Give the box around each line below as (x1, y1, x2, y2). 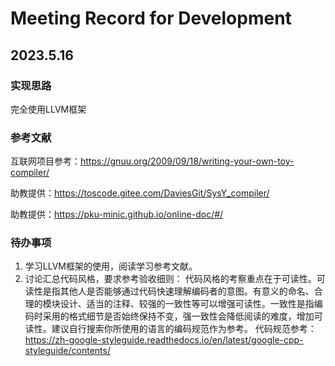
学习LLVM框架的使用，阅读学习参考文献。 (24, 260, 198, 272)
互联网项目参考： (10, 155, 81, 167)
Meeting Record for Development (10, 7, 292, 30)
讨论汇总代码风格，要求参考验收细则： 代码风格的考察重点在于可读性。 (24, 273, 317, 285)
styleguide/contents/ (24, 345, 111, 357)
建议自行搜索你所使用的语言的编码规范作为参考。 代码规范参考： (51, 323, 317, 335)
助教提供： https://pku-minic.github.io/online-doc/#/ (10, 208, 224, 221)
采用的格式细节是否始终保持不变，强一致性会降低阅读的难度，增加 (42, 310, 315, 322)
